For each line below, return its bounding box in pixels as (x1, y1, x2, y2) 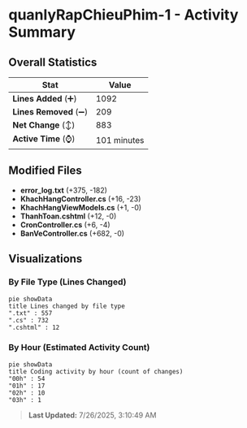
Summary (8, 23, 76, 41)
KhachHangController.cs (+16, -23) (19, 193, 141, 204)
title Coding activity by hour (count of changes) (8, 367, 184, 375)
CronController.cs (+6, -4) (19, 219, 111, 229)
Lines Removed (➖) (12, 106, 88, 117)
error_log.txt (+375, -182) (19, 185, 108, 195)
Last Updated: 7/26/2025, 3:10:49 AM (28, 410, 157, 420)
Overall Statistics (8, 55, 97, 69)
